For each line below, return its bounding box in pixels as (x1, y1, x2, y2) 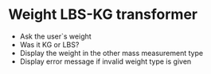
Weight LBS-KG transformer (8, 6, 197, 24)
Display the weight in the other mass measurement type (19, 48, 204, 57)
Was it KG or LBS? (19, 39, 80, 49)
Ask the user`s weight (19, 31, 92, 41)
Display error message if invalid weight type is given (19, 57, 192, 66)
